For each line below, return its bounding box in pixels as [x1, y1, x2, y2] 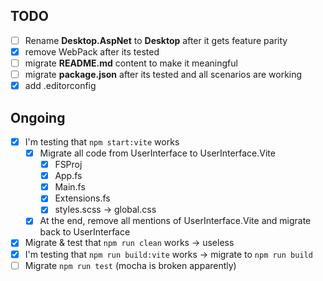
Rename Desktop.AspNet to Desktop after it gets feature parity [24, 34, 288, 46]
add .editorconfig [24, 80, 97, 92]
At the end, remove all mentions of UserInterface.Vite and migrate [39, 215, 312, 227]
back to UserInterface [39, 226, 131, 238]
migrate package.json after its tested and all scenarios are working [24, 69, 303, 80]
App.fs [54, 170, 83, 182]
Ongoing [10, 109, 66, 126]
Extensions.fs [54, 192, 111, 204]
